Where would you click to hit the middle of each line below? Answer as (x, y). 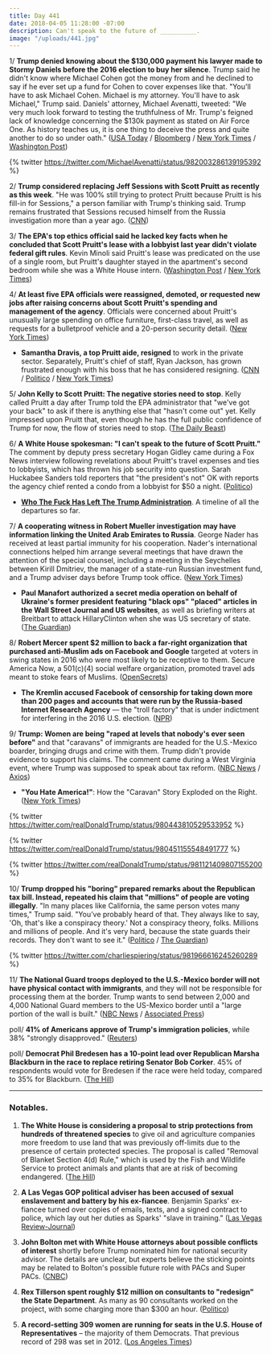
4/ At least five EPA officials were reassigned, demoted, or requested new (135, 294)
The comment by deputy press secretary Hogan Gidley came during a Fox (132, 452)
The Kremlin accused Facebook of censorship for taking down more (137, 693)
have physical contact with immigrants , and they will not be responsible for (135, 988)
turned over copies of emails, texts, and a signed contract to (148, 1209)
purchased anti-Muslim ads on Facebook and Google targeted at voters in (133, 652)
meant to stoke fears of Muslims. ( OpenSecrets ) (88, 677)
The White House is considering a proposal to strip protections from (137, 1125)
